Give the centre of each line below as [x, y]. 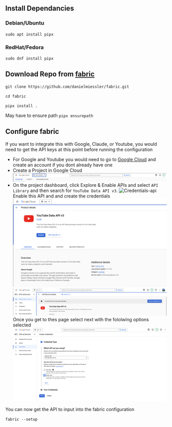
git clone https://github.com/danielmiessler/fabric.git [67, 87]
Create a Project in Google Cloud [47, 170]
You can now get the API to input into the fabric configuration [70, 409]
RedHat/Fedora [25, 47]
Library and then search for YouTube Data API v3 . [65, 190]
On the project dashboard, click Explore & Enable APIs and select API [85, 185]
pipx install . [21, 106]
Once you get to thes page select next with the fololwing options [81, 319]
